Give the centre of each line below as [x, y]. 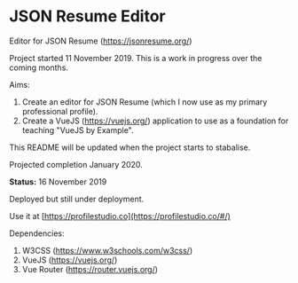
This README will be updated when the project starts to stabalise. [130, 147]
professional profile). [60, 111]
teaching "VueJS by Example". [78, 130]
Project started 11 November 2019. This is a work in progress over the [136, 58]
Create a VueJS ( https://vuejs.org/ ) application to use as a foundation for [155, 121]
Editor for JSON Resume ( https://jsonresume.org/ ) [101, 41]
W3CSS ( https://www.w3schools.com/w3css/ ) [107, 250]
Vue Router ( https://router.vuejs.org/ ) [90, 269]
